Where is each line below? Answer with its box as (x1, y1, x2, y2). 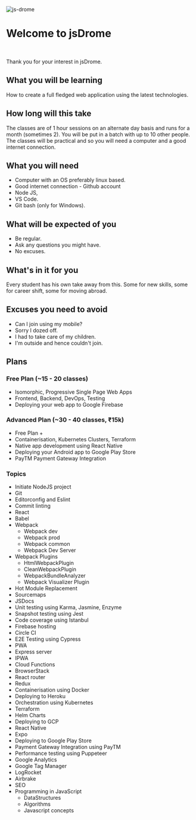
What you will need (6, 161, 79, 171)
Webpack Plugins (14, 553, 58, 560)
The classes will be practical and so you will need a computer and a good (6, 137, 186, 144)
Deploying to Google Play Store (14, 737, 92, 744)
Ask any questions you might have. (14, 241, 101, 248)
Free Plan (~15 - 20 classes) (6, 374, 88, 383)
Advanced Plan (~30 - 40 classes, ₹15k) (6, 416, 124, 424)
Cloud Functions (14, 661, 55, 668)
